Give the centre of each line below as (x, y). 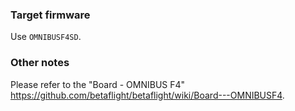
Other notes (40, 63)
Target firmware (50, 15)
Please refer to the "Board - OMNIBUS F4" (98, 84)
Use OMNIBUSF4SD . (46, 37)
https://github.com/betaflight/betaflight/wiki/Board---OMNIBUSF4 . (147, 95)
